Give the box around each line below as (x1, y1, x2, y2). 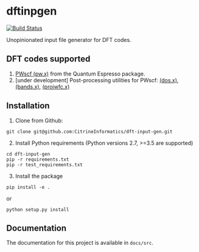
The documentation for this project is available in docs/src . (6, 239, 154, 247)
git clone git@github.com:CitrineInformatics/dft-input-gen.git (6, 128, 173, 135)
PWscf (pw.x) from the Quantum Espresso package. (15, 70, 145, 77)
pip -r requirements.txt (6, 156, 69, 163)
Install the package (15, 172, 63, 180)
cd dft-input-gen (6, 151, 51, 157)
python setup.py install (6, 206, 69, 212)
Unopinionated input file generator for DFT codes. (6, 36, 132, 43)
